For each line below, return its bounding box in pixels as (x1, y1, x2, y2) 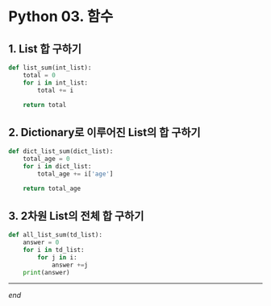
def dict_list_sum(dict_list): (8, 147, 114, 155)
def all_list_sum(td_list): (8, 231, 103, 239)
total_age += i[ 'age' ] (37, 170, 114, 178)
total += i (37, 86, 74, 94)
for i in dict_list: (23, 162, 92, 170)
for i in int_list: (23, 78, 89, 87)
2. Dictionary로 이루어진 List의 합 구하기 (8, 126, 201, 139)
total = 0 (23, 71, 56, 79)
